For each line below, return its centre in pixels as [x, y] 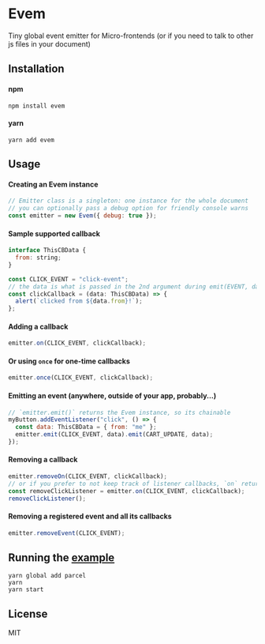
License [28, 614]
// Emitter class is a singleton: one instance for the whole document [128, 201]
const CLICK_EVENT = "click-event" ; [68, 279]
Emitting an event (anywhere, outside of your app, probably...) [112, 395]
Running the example [62, 558]
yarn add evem [32, 140]
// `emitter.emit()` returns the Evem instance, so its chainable [119, 412]
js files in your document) [49, 43]
